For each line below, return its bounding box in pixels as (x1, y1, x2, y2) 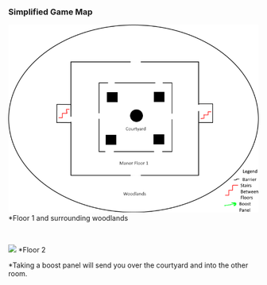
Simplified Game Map (8, 6, 93, 17)
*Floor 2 (17, 245, 46, 255)
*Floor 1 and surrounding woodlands (8, 214, 129, 223)
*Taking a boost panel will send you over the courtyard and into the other (8, 260, 249, 270)
